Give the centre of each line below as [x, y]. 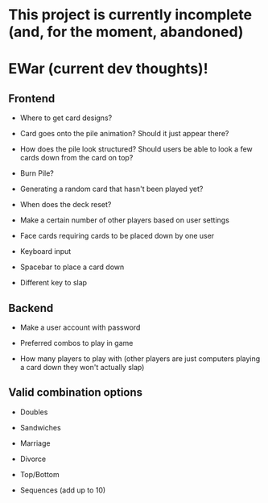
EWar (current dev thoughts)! [108, 69]
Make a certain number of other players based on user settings [124, 220]
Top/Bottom [39, 474]
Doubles [34, 412]
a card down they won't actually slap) [82, 367]
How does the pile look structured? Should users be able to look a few [136, 149]
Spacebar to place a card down [72, 267]
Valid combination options [76, 393]
